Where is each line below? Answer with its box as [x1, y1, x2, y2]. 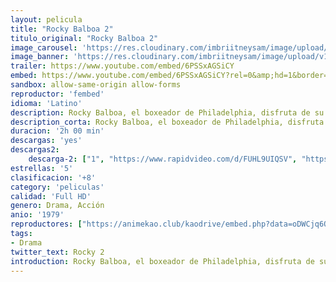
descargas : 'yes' [10, 136, 83, 146]
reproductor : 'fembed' [10, 89, 105, 99]
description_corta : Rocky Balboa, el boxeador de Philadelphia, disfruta [10, 117, 325, 127]
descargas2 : [10, 145, 60, 155]
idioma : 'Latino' [10, 98, 83, 108]
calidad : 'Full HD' [10, 191, 92, 201]
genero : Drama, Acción [10, 201, 105, 211]
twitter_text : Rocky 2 [10, 247, 105, 257]
